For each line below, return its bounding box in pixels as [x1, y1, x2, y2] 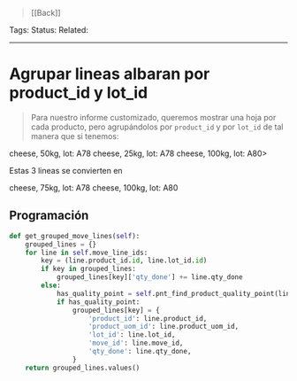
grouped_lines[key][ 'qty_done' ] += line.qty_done [56, 273, 243, 282]
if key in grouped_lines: [41, 265, 137, 274]
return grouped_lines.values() [25, 363, 141, 372]
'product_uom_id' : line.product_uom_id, [88, 323, 240, 331]
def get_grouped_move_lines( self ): [9, 231, 141, 240]
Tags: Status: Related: [9, 25, 88, 35]
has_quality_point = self [56, 289, 152, 298]
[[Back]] [30, 8, 61, 18]
